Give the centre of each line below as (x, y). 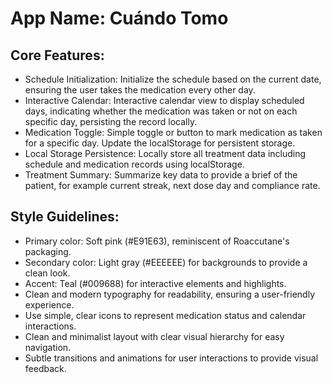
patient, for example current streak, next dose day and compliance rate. (172, 185)
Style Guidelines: (65, 217)
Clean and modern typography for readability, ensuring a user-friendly (169, 294)
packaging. (48, 251)
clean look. (47, 273)
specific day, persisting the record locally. (111, 121)
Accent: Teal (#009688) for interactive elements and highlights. (155, 283)
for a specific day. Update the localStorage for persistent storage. (160, 143)
